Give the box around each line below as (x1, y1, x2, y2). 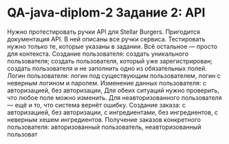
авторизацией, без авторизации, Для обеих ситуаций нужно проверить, (7, 86, 220, 94)
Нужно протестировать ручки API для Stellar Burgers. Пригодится (7, 28, 201, 36)
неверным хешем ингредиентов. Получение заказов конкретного (7, 115, 201, 123)
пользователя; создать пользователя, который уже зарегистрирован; (7, 56, 213, 65)
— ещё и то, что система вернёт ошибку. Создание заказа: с (7, 101, 186, 109)
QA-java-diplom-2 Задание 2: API (7, 5, 206, 21)
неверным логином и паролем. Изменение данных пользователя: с (7, 79, 206, 87)
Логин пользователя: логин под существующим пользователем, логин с (7, 71, 221, 80)
